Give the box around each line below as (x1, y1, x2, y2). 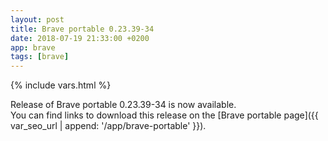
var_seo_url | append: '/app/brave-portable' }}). (10, 120, 207, 132)
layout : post (10, 14, 65, 25)
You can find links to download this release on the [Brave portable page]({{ (10, 109, 319, 121)
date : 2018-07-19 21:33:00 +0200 (10, 33, 150, 43)
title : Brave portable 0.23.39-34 (10, 24, 155, 34)
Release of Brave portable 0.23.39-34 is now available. (10, 99, 237, 111)
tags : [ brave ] (10, 52, 70, 62)
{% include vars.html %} (10, 79, 112, 91)
